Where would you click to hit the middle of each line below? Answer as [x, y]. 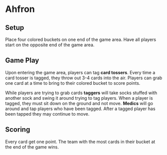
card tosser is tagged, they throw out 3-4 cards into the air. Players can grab [84, 78]
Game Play [22, 61]
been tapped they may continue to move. [47, 114]
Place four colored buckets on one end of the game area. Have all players [81, 39]
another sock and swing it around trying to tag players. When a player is [79, 98]
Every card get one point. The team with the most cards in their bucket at [80, 142]
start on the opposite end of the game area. [50, 45]
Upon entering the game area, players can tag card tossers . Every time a [80, 72]
